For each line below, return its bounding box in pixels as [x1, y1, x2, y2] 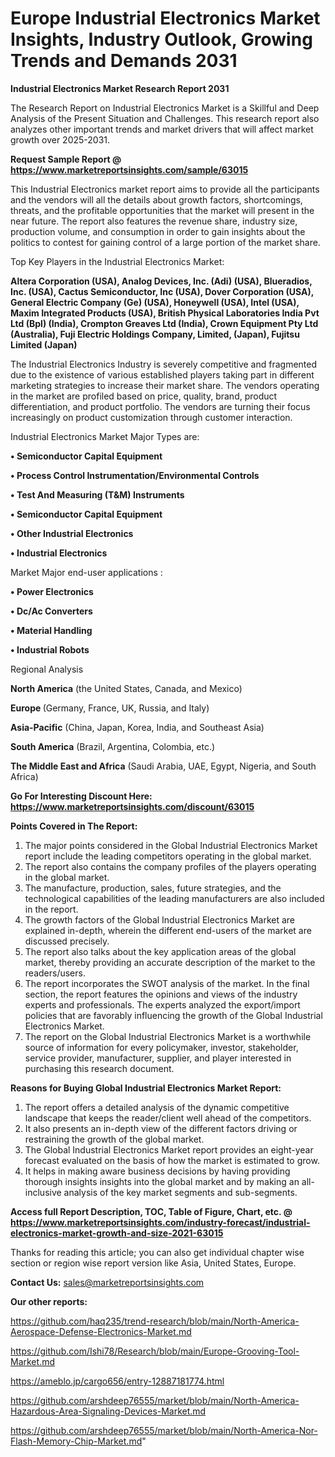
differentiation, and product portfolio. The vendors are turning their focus [10, 400, 311, 412]
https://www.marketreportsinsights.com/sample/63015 [10, 163, 249, 176]
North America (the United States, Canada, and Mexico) [10, 682, 243, 694]
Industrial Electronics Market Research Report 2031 [10, 82, 230, 94]
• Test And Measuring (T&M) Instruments [10, 488, 185, 501]
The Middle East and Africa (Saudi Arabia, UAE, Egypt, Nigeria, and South [10, 760, 317, 772]
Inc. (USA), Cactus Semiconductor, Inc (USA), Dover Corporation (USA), [10, 285, 314, 297]
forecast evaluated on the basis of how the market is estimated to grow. [24, 1154, 320, 1166]
